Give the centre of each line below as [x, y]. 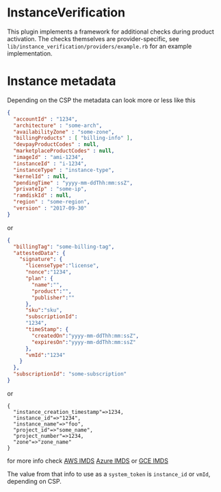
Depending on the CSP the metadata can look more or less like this [102, 100]
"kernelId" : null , [41, 176]
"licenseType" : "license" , [62, 266]
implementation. [30, 53]
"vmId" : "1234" [45, 355]
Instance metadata [62, 81]
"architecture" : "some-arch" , [58, 125]
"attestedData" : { [40, 253]
